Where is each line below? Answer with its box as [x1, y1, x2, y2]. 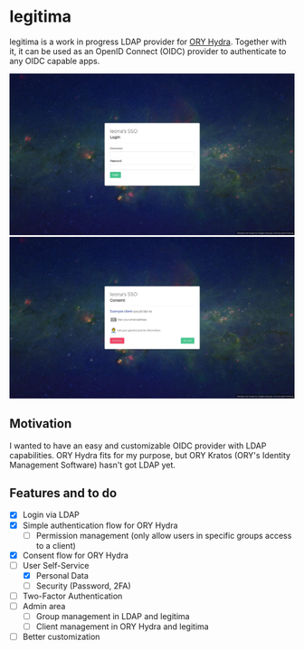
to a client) [35, 540, 77, 551]
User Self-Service [22, 560, 90, 570]
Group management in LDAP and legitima [35, 611, 190, 622]
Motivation [9, 416, 72, 431]
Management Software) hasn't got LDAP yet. [9, 459, 176, 470]
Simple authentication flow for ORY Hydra [22, 520, 178, 531]
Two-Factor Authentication [22, 590, 123, 601]
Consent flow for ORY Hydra [22, 550, 129, 561]
